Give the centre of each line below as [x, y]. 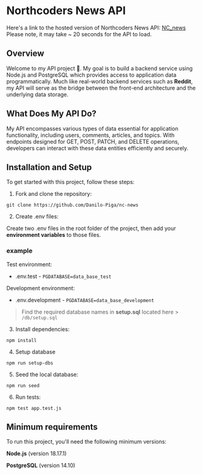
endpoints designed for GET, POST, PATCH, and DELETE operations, [93, 141]
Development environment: [41, 288]
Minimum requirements [52, 427]
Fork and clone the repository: [53, 194]
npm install [21, 340]
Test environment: [29, 264]
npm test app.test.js [34, 408]
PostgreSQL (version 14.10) [41, 465]
